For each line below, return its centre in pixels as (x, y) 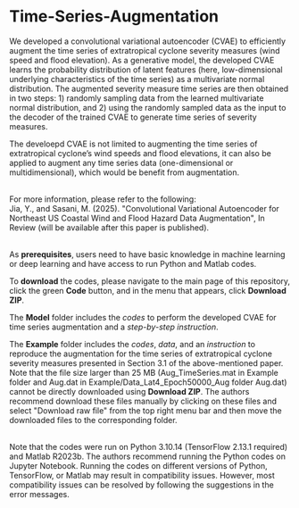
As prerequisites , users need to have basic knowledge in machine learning (147, 254)
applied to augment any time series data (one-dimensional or (121, 162)
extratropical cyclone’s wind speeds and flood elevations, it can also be (141, 153)
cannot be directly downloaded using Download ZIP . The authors (129, 391)
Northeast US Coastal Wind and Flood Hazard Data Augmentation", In (137, 218)
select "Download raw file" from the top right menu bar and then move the (146, 410)
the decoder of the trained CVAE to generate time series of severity (133, 117)
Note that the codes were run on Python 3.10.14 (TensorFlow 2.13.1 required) (149, 446)
